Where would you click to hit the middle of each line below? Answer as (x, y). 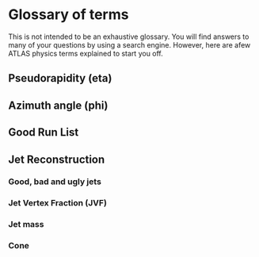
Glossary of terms (69, 15)
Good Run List (44, 132)
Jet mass (26, 224)
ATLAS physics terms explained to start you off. (86, 53)
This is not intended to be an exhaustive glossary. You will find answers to (129, 36)
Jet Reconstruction (57, 159)
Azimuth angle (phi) (58, 105)
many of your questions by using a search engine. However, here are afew (129, 44)
